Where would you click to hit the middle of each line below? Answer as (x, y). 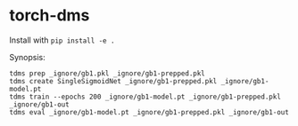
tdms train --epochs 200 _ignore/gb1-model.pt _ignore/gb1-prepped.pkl (145, 97)
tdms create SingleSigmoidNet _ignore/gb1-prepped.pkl (113, 81)
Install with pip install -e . (62, 40)
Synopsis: (28, 57)
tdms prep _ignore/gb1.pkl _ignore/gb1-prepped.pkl (107, 73)
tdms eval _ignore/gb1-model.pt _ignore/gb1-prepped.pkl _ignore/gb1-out (149, 112)
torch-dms (50, 16)
